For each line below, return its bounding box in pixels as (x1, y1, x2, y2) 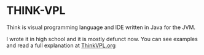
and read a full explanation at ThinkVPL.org (6, 42, 116, 49)
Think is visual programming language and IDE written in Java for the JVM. (6, 24, 195, 31)
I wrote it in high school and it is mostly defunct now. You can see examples (6, 35, 198, 42)
